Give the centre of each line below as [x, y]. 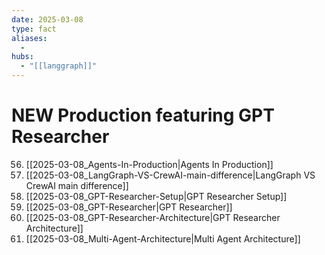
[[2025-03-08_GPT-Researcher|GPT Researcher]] [129, 207]
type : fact [34, 29]
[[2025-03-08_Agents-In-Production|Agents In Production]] [149, 164]
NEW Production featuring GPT [143, 115]
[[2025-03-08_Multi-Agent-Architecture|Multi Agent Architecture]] [163, 238]
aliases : [29, 38]
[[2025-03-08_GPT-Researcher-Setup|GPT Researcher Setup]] [156, 196]
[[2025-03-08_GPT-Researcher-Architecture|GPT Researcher [153, 217]
